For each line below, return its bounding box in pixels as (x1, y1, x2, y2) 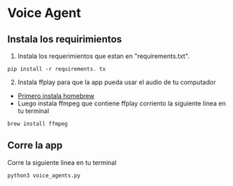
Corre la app (7, 139, 63, 151)
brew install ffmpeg (7, 120, 69, 127)
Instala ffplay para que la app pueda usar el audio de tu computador (17, 78, 216, 86)
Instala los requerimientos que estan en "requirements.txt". (17, 52, 190, 60)
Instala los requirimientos (7, 33, 123, 45)
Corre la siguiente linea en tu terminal (7, 158, 117, 167)
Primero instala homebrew (17, 92, 95, 100)
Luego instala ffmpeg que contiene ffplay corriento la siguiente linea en (17, 99, 227, 107)
